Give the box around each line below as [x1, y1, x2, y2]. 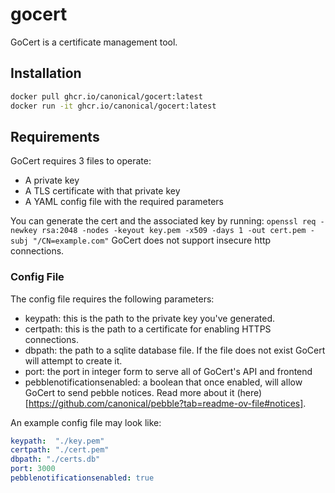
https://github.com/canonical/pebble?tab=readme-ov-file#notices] [28, 397, 304, 409]
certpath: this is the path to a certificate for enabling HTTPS [24, 323, 272, 335]
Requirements [10, 128, 100, 145]
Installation [10, 65, 82, 82]
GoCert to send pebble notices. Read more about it [24, 386, 235, 398]
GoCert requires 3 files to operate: [10, 155, 152, 167]
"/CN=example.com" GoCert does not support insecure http [32, 234, 272, 247]
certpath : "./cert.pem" [10, 445, 110, 455]
